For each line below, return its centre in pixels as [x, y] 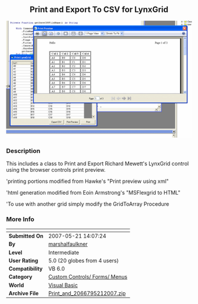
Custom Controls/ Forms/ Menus [88, 277]
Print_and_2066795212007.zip [87, 293]
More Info [20, 219]
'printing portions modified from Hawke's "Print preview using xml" [88, 181]
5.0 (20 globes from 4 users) [83, 260]
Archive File [24, 293]
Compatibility [26, 269]
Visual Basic [63, 285]
